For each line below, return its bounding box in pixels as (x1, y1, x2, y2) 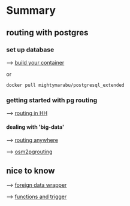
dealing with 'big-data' (6, 123, 65, 131)
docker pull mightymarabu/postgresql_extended (6, 82, 125, 88)
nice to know (6, 165, 55, 175)
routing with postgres (6, 28, 89, 38)
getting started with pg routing (6, 96, 98, 104)
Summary (6, 4, 56, 17)
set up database (6, 46, 55, 54)
